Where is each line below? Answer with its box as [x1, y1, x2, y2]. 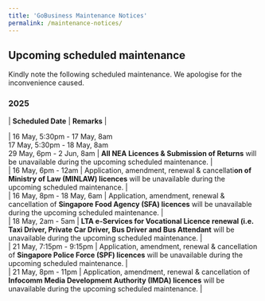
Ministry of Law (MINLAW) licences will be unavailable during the [8, 174, 225, 183]
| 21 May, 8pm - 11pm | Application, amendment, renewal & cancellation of [8, 267, 251, 276]
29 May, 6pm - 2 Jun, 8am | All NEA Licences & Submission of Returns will [8, 148, 257, 158]
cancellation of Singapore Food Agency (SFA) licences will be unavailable [8, 199, 252, 209]
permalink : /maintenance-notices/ [8, 19, 123, 27]
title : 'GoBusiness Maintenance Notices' [8, 11, 148, 20]
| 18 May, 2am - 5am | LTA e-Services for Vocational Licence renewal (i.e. [8, 216, 255, 225]
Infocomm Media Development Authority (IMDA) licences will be [8, 276, 225, 285]
